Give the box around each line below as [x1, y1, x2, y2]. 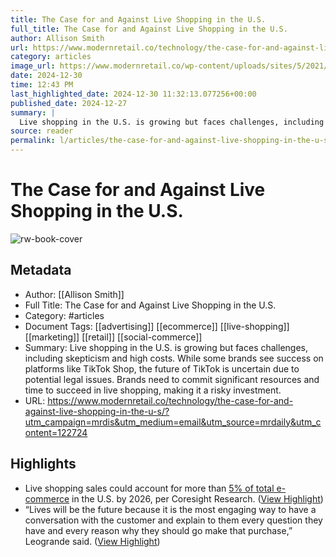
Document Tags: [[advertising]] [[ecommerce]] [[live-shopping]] [24, 320, 290, 332]
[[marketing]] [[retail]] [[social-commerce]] [24, 331, 203, 343]
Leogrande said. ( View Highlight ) [24, 535, 161, 547]
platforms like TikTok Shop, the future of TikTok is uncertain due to [24, 362, 300, 375]
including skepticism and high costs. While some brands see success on [24, 352, 324, 364]
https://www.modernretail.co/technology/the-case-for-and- [47, 394, 294, 406]
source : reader [10, 126, 74, 136]
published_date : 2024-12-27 [10, 98, 128, 108]
